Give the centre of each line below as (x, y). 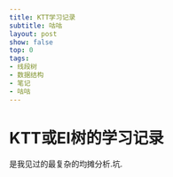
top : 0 (21, 50)
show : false (31, 42)
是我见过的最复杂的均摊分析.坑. (66, 164)
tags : (19, 58)
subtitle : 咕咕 (36, 26)
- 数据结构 (27, 75)
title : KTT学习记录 (43, 17)
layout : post (33, 34)
